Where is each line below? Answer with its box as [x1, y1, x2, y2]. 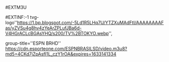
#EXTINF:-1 [5, 14, 29, 20]
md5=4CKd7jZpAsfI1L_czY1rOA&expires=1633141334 [5, 51, 117, 57]
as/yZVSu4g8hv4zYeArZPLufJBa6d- [5, 25, 82, 31]
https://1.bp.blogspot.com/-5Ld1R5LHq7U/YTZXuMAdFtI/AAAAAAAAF [17, 20, 164, 25]
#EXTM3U [5, 5, 27, 10]
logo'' [5, 20, 17, 25]
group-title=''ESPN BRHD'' [5, 40, 61, 46]
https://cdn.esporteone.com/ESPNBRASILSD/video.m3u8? [5, 46, 127, 51]
